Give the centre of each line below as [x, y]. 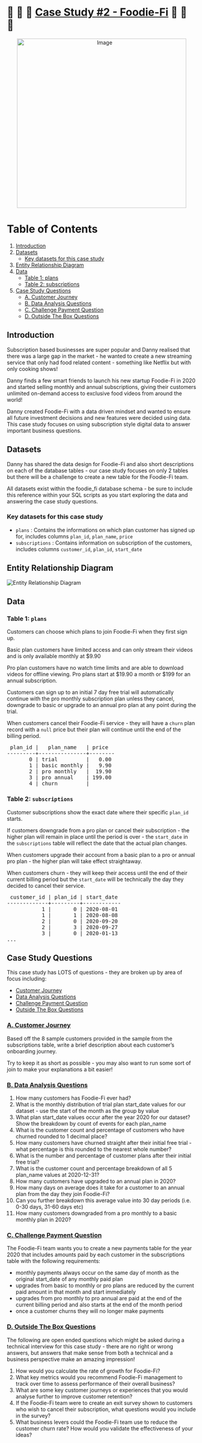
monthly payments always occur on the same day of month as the [97, 1273]
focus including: [27, 979]
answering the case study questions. [53, 501]
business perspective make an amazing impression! [71, 1359]
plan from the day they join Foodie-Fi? [63, 1194]
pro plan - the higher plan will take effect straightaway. [75, 861]
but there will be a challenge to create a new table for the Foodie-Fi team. [98, 477]
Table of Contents [52, 229]
